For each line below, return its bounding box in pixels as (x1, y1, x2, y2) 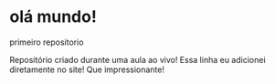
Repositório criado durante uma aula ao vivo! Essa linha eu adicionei (9, 54, 267, 65)
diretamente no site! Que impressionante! (9, 64, 164, 75)
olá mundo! (9, 6, 98, 27)
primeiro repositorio (9, 37, 84, 47)
